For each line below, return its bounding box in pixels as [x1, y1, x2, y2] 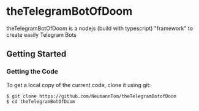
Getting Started [6, 49, 67, 59]
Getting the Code [6, 67, 58, 76]
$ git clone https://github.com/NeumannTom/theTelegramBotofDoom [6, 93, 176, 99]
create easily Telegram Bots [6, 31, 77, 38]
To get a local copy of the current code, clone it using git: [6, 81, 151, 88]
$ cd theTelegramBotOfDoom [6, 98, 75, 105]
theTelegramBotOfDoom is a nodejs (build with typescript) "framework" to [6, 25, 193, 32]
